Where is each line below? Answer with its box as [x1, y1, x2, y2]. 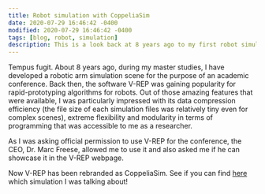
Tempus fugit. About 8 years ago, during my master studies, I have [8, 62, 225, 72]
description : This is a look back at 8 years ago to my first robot [8, 41, 238, 49]
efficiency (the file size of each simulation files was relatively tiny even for [8, 104, 248, 114]
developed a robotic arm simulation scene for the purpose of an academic [8, 71, 249, 80]
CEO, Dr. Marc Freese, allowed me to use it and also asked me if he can [8, 145, 241, 155]
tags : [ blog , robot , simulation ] [8, 33, 118, 42]
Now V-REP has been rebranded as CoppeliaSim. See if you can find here [8, 169, 248, 178]
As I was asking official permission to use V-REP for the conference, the [8, 136, 242, 146]
